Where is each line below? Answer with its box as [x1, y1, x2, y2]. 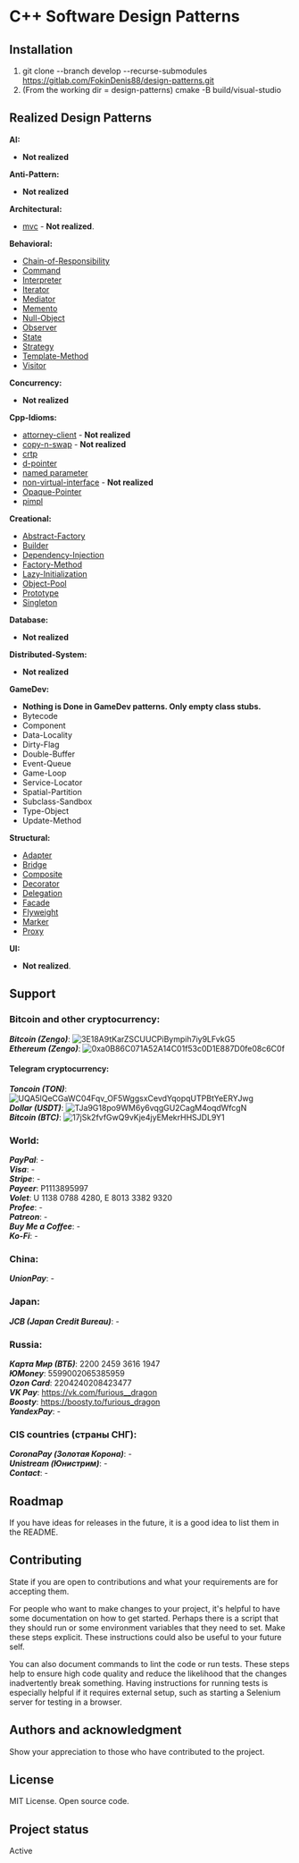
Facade [21, 897, 51, 908]
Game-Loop [21, 767, 67, 778]
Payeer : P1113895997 [9, 1183, 89, 1193]
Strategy [21, 341, 54, 351]
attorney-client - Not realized [21, 429, 131, 440]
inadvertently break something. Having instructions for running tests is [9, 1677, 269, 1688]
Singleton [21, 597, 58, 607]
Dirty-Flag [21, 739, 60, 749]
